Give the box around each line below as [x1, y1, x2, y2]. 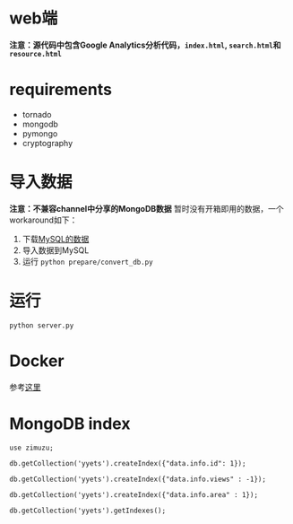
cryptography [22, 137, 73, 148]
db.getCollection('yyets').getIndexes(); [9, 506, 167, 515]
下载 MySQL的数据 [22, 233, 90, 244]
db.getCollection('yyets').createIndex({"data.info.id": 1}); [9, 458, 246, 467]
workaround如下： [9, 214, 78, 225]
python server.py [9, 320, 74, 330]
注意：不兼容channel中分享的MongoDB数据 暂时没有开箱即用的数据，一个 [9, 203, 284, 214]
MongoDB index [9, 414, 131, 433]
